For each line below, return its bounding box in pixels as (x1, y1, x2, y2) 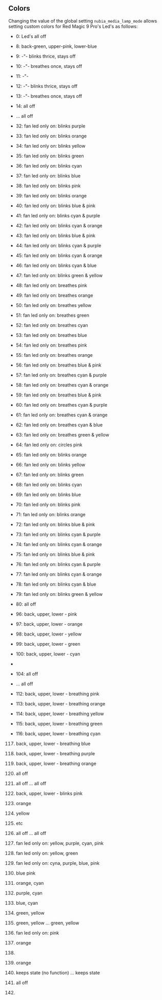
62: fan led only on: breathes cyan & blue (15, 422, 103, 428)
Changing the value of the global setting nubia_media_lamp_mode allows (8, 17, 157, 24)
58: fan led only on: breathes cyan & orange (15, 381, 109, 388)
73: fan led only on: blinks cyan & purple (15, 531, 101, 537)
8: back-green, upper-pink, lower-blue (15, 43, 97, 49)
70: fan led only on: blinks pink (15, 501, 81, 507)
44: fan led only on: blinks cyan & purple (15, 242, 102, 248)
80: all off (15, 601, 36, 607)
